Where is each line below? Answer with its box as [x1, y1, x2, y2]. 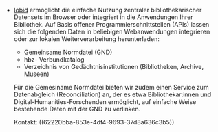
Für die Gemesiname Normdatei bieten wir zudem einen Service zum [13, 83, 209, 91]
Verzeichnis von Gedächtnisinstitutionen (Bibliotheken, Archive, [23, 63, 204, 70]
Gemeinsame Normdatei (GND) [23, 48, 113, 56]
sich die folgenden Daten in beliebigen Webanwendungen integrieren [13, 27, 210, 36]
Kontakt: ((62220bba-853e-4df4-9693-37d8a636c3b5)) [13, 118, 175, 126]
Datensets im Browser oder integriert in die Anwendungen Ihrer [13, 13, 194, 21]
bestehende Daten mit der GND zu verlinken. [13, 105, 141, 113]
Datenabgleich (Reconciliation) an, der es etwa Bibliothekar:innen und [13, 90, 212, 98]
